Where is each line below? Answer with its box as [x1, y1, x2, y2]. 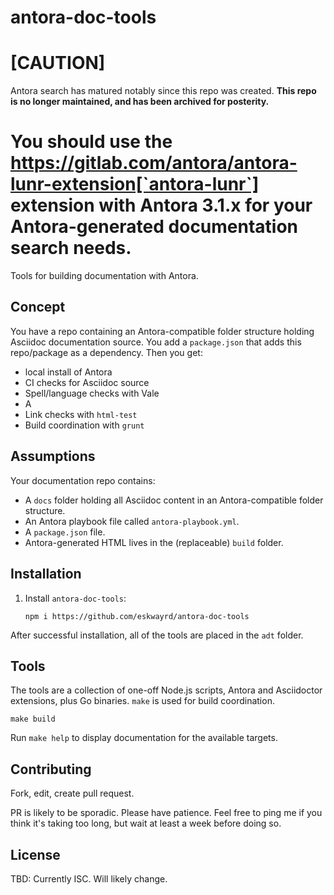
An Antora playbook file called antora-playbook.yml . [24, 515, 240, 527]
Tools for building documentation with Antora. [10, 270, 199, 282]
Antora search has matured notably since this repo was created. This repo [10, 85, 317, 97]
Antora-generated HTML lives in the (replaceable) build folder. [24, 536, 284, 548]
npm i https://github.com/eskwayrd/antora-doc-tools [24, 611, 250, 621]
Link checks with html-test [24, 408, 138, 420]
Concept [10, 299, 66, 316]
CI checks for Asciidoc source [24, 376, 150, 388]
